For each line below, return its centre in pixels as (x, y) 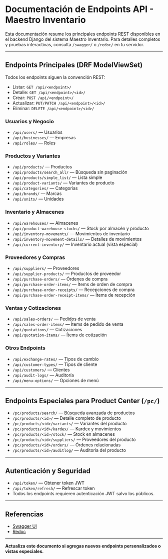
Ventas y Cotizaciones (33, 308)
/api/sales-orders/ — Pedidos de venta (54, 319)
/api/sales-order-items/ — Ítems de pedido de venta (68, 324)
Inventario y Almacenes (34, 212)
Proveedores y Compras (35, 257)
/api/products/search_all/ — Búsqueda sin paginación (70, 172)
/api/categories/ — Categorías (45, 188)
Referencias (24, 514)
